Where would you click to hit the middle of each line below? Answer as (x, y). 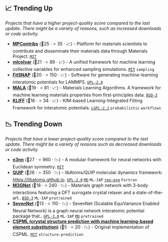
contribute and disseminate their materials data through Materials (80, 51)
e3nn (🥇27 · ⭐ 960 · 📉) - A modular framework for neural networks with (87, 159)
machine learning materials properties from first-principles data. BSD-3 (85, 95)
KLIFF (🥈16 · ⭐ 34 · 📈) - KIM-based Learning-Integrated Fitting (77, 100)
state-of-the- (150, 192)
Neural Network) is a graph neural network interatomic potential (78, 210)
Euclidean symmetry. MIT (38, 167)
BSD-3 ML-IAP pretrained (47, 198)
